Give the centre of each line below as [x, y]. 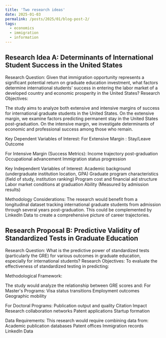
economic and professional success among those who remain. [69, 129]
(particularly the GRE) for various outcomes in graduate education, [73, 256]
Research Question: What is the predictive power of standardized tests [77, 250]
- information [24, 38]
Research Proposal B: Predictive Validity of [73, 231]
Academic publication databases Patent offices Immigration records [74, 326]
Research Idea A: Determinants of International [79, 58]
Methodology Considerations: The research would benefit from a [71, 199]
